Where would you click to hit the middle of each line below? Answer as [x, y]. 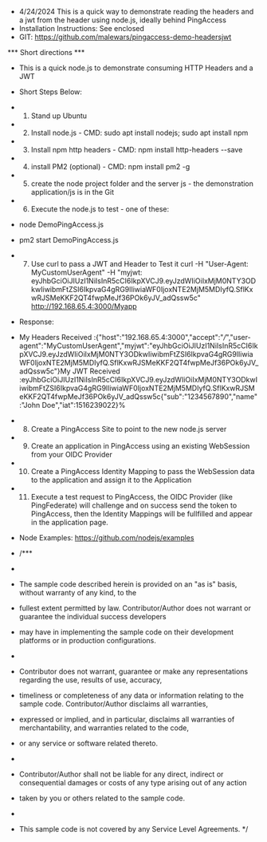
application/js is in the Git [73, 192]
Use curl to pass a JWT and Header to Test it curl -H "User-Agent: [139, 264]
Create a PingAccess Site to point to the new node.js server [129, 429]
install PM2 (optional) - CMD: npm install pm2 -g [110, 166]
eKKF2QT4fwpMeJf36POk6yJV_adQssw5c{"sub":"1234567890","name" [138, 397]
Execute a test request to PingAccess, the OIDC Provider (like [132, 497]
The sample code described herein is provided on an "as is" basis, [128, 584]
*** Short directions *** [46, 52]
